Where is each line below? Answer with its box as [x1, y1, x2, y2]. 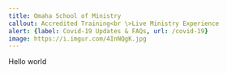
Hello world [8, 57, 47, 67]
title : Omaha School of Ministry [8, 11, 122, 20]
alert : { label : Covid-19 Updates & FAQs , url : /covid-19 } [8, 27, 208, 35]
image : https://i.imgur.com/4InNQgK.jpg [8, 34, 148, 43]
